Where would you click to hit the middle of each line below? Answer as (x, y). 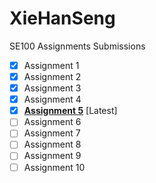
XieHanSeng (62, 18)
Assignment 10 (54, 167)
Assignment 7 (52, 133)
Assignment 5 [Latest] (70, 111)
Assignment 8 (52, 144)
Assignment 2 (52, 76)
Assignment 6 (52, 122)
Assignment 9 (52, 156)
